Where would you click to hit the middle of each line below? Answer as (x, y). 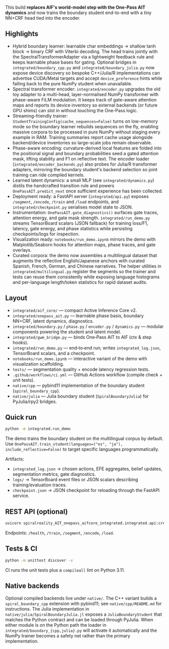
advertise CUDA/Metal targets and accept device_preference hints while (87, 78)
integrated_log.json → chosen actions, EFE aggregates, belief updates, (87, 469)
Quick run (21, 417)
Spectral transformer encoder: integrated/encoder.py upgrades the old (87, 89)
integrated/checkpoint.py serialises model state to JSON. (73, 207)
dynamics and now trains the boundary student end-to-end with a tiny (78, 13)
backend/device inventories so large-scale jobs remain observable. (82, 142)
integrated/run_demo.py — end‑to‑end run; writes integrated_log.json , (87, 347)
